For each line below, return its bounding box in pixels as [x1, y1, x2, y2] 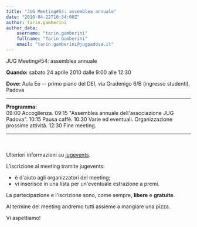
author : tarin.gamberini [6, 19, 67, 25]
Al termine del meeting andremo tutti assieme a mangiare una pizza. [6, 203, 171, 210]
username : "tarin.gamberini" [16, 31, 88, 36]
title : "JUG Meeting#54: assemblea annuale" [6, 8, 117, 15]
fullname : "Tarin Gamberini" [16, 36, 88, 42]
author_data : [6, 25, 38, 31]
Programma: [6, 103, 37, 110]
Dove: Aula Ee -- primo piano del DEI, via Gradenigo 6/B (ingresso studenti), [6, 80, 191, 87]
